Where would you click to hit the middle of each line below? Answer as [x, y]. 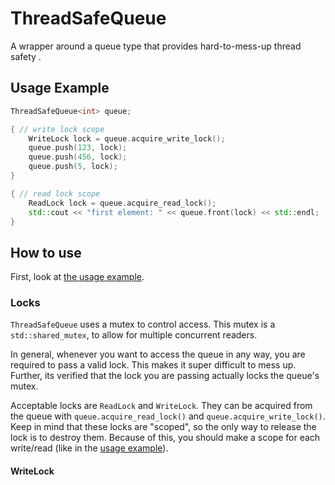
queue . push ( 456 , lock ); [78, 157]
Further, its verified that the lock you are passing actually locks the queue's [165, 376]
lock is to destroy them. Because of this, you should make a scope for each [165, 438]
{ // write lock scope [57, 129]
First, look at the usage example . [77, 277]
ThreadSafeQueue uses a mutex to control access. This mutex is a [143, 324]
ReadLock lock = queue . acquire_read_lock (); [122, 203]
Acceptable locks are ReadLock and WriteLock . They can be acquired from [161, 406]
